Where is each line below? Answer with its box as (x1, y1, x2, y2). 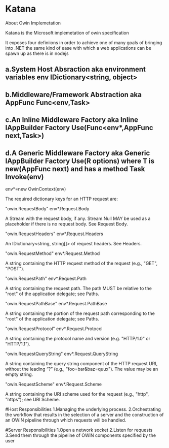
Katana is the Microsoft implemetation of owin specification (5, 29, 129, 36)
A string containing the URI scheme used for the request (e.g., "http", (5, 391, 149, 397)
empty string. (5, 371, 33, 377)
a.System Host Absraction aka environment (5, 65, 146, 74)
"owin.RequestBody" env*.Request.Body (5, 205, 90, 211)
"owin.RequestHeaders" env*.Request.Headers (5, 231, 104, 237)
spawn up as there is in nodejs (5, 50, 69, 56)
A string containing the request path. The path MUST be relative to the (5, 285, 152, 291)
